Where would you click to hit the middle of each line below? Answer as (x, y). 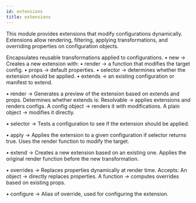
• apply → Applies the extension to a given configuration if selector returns (96, 135)
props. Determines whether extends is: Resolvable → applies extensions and (98, 99)
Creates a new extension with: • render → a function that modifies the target (98, 63)
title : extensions (28, 17)
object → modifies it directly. (40, 112)
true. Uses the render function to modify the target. (68, 141)
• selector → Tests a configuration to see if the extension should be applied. (98, 123)
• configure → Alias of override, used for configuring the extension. (87, 194)
